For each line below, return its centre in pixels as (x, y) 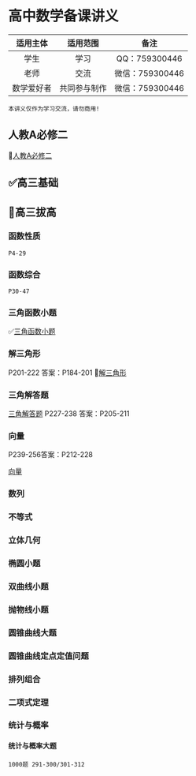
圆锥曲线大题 (33, 632)
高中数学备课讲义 (64, 16)
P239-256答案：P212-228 (50, 455)
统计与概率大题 (32, 746)
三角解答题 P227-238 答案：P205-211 (69, 414)
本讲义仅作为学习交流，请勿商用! (54, 109)
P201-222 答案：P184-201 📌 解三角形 (68, 373)
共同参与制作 (83, 88)
